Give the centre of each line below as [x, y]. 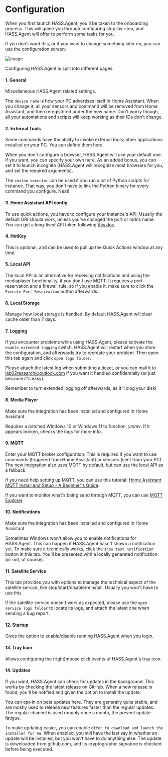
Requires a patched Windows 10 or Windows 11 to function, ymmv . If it [77, 426]
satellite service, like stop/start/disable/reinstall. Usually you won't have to [82, 587]
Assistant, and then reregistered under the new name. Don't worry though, [82, 112]
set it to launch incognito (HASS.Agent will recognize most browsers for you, [84, 165]
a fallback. [16, 470]
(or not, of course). [25, 559]
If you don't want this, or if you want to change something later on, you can [83, 43]
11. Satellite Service [26, 571]
